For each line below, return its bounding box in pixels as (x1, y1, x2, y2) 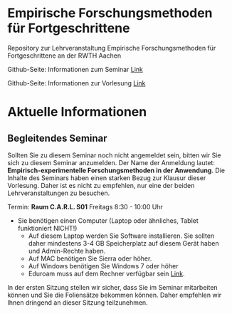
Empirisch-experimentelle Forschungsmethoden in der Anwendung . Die (7, 166, 226, 174)
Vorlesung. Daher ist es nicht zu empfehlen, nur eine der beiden (7, 181, 195, 189)
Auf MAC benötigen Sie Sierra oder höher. (28, 254, 152, 263)
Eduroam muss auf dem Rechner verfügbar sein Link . (28, 269, 185, 278)
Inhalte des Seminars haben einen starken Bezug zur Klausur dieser (7, 173, 206, 182)
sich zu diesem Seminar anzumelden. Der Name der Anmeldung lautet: (7, 158, 216, 167)
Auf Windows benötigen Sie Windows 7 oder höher (28, 261, 179, 270)
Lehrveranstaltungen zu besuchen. (7, 189, 110, 197)
